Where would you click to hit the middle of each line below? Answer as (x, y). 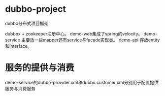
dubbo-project (36, 9)
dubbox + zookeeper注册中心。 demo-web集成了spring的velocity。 (74, 33)
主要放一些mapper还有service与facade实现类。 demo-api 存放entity (91, 40)
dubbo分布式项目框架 (27, 23)
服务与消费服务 (20, 88)
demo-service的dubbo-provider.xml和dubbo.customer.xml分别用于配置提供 (82, 82)
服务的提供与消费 (40, 68)
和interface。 (18, 46)
